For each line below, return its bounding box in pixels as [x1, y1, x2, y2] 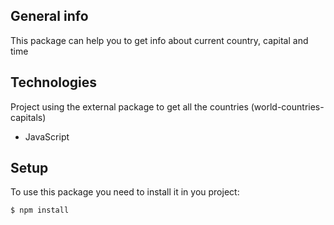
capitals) [10, 111, 47, 123]
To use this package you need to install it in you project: [10, 186, 240, 198]
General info [10, 8, 89, 25]
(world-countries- [250, 100, 325, 113]
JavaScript [24, 130, 70, 143]
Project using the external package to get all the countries [10, 100, 249, 113]
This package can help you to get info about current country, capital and [10, 34, 309, 46]
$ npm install [10, 205, 70, 216]
